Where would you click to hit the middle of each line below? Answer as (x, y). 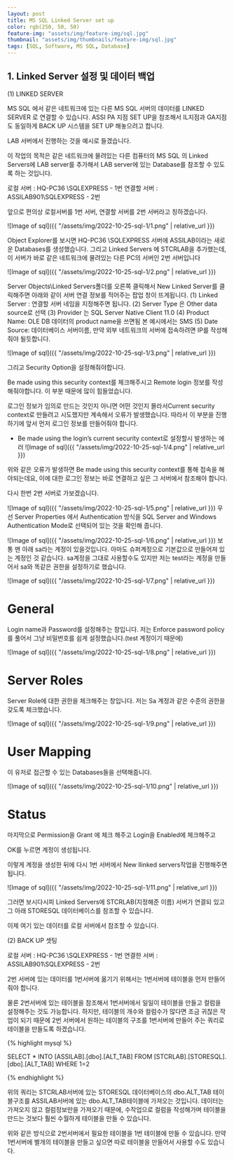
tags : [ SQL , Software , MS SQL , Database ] (69, 46)
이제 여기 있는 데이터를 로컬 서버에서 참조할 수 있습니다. (83, 925)
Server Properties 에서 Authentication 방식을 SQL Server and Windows (116, 517)
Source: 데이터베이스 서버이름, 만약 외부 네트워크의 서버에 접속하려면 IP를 (108, 330)
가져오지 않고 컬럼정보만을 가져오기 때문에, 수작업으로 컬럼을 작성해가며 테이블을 (117, 1109)
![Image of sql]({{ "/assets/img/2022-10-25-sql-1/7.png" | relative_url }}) (111, 580)
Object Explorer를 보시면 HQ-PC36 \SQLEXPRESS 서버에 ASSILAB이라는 (110, 240)
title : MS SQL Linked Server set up (61, 20)
